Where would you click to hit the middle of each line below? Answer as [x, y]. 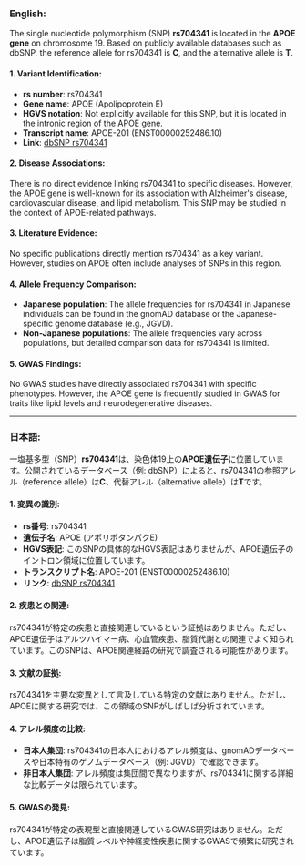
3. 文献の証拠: [36, 673]
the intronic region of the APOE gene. [93, 123]
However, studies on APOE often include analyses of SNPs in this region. [146, 263]
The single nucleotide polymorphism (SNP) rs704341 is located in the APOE [153, 34]
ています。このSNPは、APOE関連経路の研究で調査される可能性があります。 [151, 650]
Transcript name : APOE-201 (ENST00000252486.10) [122, 132]
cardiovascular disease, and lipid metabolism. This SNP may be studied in [148, 202]
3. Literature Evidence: [53, 233]
